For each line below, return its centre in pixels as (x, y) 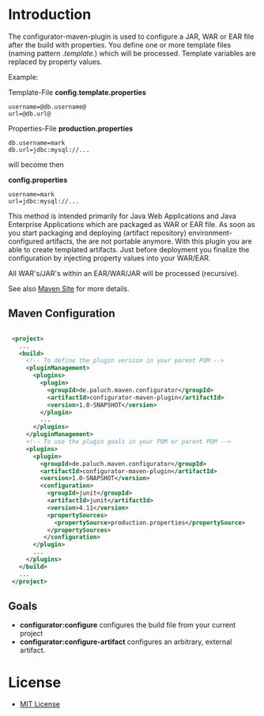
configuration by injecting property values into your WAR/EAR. (109, 258)
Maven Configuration (62, 314)
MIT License (40, 704)
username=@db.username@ (47, 107)
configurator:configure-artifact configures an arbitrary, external (126, 642)
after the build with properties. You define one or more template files (120, 44)
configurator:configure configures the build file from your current (128, 625)
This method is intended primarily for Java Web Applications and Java (123, 216)
